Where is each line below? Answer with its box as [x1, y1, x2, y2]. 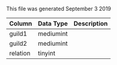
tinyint [38, 49, 56, 57]
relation [9, 49, 31, 57]
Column [9, 19, 32, 28]
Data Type [38, 19, 68, 28]
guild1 [9, 29, 28, 38]
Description [73, 19, 108, 28]
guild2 [9, 39, 28, 48]
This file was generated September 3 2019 [6, 5, 112, 12]
